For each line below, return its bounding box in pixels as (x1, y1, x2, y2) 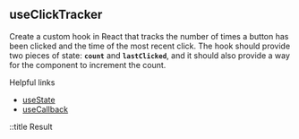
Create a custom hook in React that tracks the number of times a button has (9, 30, 289, 41)
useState (21, 94, 56, 105)
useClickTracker (9, 7, 103, 22)
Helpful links (9, 76, 56, 88)
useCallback (21, 103, 69, 115)
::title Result (9, 121, 53, 132)
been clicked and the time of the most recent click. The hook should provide (9, 40, 291, 51)
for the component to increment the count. (9, 59, 167, 70)
